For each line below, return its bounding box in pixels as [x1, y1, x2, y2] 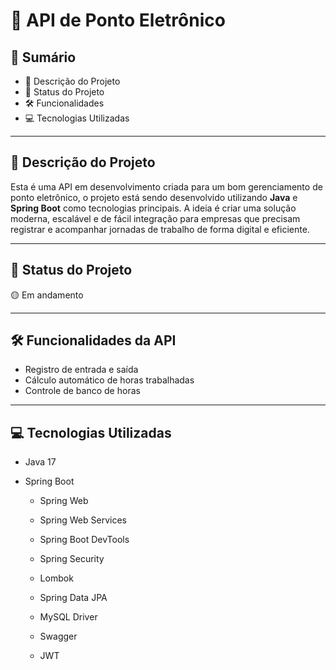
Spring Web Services [39, 514, 127, 526]
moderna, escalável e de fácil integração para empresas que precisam [10, 212, 301, 224]
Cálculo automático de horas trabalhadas [24, 374, 195, 386]
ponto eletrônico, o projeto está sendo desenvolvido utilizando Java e [10, 191, 298, 203]
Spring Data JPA [39, 592, 108, 604]
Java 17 [24, 456, 57, 468]
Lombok [39, 572, 74, 584]
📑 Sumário [10, 49, 77, 66]
